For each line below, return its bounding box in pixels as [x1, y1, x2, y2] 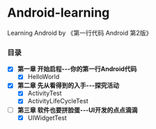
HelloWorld [27, 73, 60, 81]
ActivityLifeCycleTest [27, 97, 88, 105]
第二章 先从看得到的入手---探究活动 [17, 81, 120, 89]
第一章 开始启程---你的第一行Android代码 [17, 64, 137, 74]
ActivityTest [27, 89, 62, 98]
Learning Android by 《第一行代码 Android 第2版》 [7, 28, 153, 37]
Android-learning [7, 5, 110, 21]
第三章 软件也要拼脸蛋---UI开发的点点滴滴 [17, 105, 138, 114]
